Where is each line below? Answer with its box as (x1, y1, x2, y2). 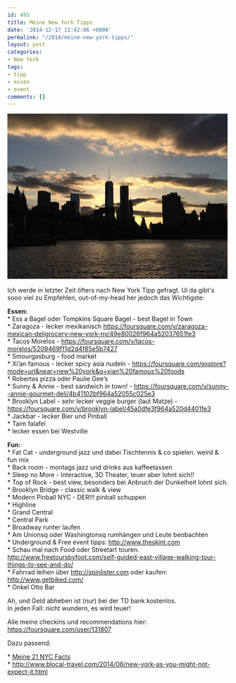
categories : (7, 49, 42, 56)
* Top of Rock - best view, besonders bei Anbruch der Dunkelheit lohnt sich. (7, 478, 228, 486)
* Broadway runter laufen (7, 523, 81, 531)
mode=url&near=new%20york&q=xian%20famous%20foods (7, 367, 185, 376)
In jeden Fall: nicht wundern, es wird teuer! (7, 604, 132, 613)
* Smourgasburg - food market (7, 352, 97, 361)
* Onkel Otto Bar (7, 583, 55, 591)
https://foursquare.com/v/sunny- (133, 382, 229, 390)
